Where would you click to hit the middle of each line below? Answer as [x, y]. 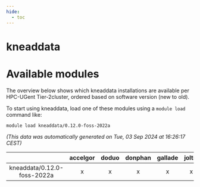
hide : [13, 12]
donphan [138, 157]
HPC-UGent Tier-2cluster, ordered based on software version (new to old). [98, 96]
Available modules [53, 74]
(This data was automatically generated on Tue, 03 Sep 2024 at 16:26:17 [96, 136]
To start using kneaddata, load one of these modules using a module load [96, 108]
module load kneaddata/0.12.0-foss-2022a [58, 126]
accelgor [82, 157]
